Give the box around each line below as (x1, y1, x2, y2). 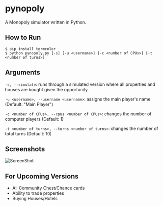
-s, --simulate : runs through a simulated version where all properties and (5, 81, 156, 87)
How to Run (5, 33, 41, 42)
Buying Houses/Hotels (12, 196, 58, 202)
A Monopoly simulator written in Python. (5, 19, 86, 25)
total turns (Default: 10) (5, 130, 52, 136)
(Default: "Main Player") (5, 101, 53, 107)
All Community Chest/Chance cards (12, 185, 85, 191)
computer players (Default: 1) (5, 116, 64, 122)
